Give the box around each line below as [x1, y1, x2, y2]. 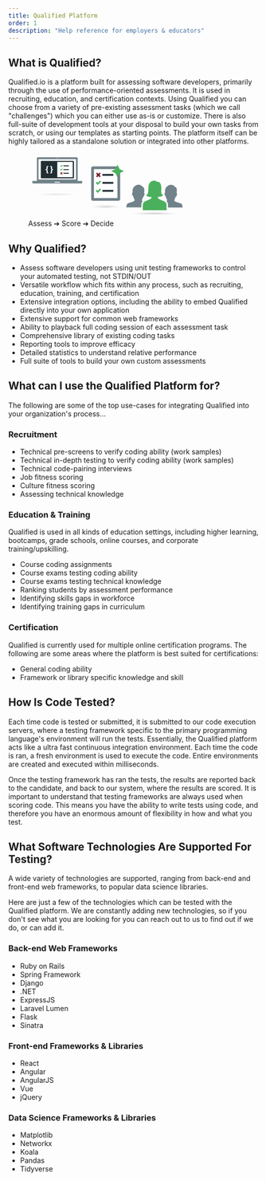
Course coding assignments [19, 560, 113, 569]
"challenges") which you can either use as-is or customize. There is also [8, 111, 246, 120]
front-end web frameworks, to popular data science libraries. [8, 882, 209, 892]
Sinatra [19, 1020, 44, 1029]
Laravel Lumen [19, 1003, 69, 1013]
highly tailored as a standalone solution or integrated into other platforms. [8, 136, 249, 146]
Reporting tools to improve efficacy [19, 340, 135, 348]
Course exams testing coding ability [19, 568, 138, 578]
